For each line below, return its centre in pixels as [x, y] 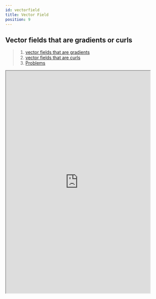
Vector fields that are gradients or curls [69, 40]
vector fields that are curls [53, 58]
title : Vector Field [27, 15]
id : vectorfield [22, 10]
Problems [35, 63]
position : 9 [18, 19]
